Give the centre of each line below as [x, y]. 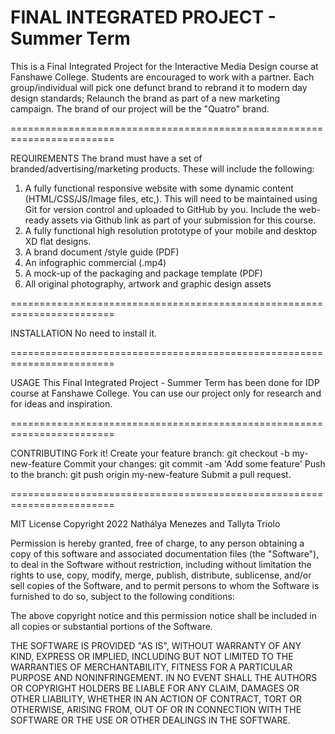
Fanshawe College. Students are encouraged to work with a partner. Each [162, 77]
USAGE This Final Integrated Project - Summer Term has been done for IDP [165, 382]
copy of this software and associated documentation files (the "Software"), [165, 553]
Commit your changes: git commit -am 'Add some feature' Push [194, 463]
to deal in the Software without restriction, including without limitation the [161, 564]
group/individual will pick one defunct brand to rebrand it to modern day [159, 87]
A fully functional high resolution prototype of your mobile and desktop [170, 230]
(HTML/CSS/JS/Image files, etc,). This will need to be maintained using [171, 198]
